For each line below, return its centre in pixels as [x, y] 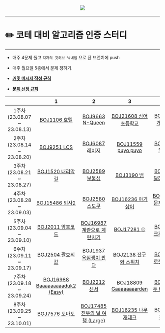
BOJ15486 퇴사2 [56, 203]
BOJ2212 [94, 282]
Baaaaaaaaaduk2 [56, 286]
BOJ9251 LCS [56, 147]
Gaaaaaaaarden [130, 289]
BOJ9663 [94, 116]
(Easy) [56, 292]
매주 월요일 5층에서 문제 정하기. [42, 68]
